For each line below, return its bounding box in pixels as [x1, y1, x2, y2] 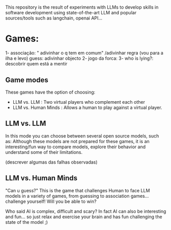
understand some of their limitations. [5, 149, 83, 155]
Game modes [5, 76, 48, 84]
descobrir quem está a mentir [5, 61, 68, 67]
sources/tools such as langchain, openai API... [5, 15, 103, 21]
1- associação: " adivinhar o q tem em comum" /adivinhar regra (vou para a [5, 50, 163, 56]
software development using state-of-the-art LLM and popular [5, 10, 137, 16]
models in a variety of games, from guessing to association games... [5, 193, 149, 199]
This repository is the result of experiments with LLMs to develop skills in [5, 4, 159, 10]
